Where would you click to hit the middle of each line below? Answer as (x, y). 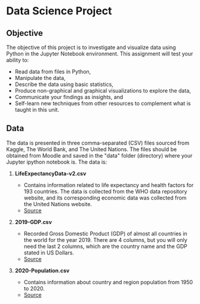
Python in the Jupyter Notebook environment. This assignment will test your (100, 54)
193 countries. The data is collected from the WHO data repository (105, 191)
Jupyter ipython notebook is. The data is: (57, 162)
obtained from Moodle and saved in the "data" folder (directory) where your (99, 155)
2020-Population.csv (42, 271)
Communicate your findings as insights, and (69, 97)
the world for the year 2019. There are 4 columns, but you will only (105, 239)
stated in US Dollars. (49, 253)
